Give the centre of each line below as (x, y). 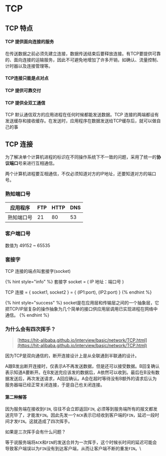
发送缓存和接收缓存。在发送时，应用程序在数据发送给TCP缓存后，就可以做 (81, 121)
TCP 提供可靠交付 (23, 90)
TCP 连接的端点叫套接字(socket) (38, 271)
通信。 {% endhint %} (27, 315)
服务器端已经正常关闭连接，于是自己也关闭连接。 (55, 385)
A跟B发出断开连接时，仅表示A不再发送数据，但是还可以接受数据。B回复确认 (82, 366)
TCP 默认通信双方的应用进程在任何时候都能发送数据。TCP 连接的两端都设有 (82, 115)
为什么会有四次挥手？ (30, 329)
